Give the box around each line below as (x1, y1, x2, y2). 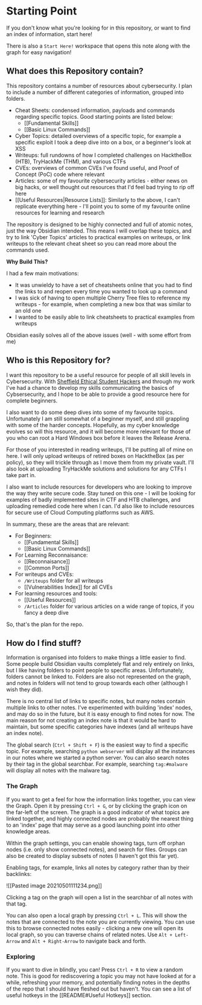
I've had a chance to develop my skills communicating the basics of (6, 384, 175, 391)
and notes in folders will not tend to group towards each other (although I (6, 680, 188, 687)
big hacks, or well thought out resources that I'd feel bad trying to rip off (14, 183, 195, 190)
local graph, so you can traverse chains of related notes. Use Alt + (6, 931, 173, 938)
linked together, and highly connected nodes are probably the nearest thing (6, 815, 194, 822)
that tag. (6, 900, 27, 907)
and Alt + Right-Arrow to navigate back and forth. (21, 937, 147, 944)
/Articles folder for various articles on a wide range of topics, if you (24, 603, 194, 610)
